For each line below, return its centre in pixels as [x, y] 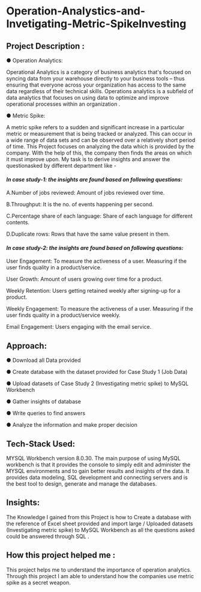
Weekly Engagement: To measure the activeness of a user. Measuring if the [100, 309]
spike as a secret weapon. [38, 582]
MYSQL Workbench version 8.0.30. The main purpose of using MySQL [94, 459]
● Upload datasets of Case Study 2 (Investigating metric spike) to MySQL [97, 383]
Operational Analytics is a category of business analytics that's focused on [99, 72]
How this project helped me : [61, 555]
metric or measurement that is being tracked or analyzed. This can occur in [99, 134]
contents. [18, 222]
